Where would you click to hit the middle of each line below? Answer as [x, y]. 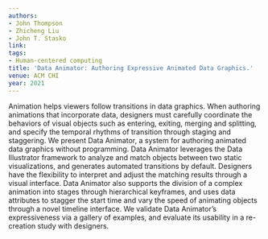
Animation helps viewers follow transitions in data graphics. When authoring [134, 106]
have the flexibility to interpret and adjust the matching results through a [128, 175]
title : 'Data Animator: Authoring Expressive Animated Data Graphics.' [131, 68]
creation [22, 225]
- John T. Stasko [37, 38]
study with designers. [73, 225]
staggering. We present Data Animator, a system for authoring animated [128, 140]
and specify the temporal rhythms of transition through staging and [120, 132]
